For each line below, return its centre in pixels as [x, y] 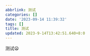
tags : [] [14, 24]
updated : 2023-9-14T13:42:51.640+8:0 [45, 33]
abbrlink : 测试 [21, 10]
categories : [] [21, 15]
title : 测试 [17, 29]
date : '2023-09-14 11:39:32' [36, 19]
